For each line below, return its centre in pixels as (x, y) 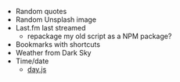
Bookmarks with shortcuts (58, 45)
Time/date (32, 61)
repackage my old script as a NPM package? (99, 36)
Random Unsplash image (56, 20)
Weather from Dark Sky (53, 53)
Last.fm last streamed (50, 28)
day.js (37, 69)
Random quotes (41, 11)
